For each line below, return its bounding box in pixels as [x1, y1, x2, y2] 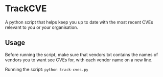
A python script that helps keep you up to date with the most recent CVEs [5, 19, 153, 25]
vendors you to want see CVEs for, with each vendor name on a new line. [5, 57, 153, 63]
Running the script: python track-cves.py [5, 66, 89, 72]
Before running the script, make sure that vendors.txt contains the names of [5, 51, 158, 57]
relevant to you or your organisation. [5, 24, 78, 30]
